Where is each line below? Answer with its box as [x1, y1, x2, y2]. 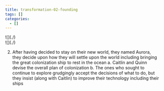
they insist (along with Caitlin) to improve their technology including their [12, 75, 160, 81]
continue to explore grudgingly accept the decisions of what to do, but [12, 70, 155, 76]
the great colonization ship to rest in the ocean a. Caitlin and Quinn [12, 60, 147, 65]
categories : [5, 16, 29, 21]
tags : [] [5, 12, 23, 17]
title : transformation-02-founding [5, 7, 78, 12]
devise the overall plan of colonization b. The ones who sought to [12, 65, 145, 71]
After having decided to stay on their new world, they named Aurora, [12, 49, 151, 55]
